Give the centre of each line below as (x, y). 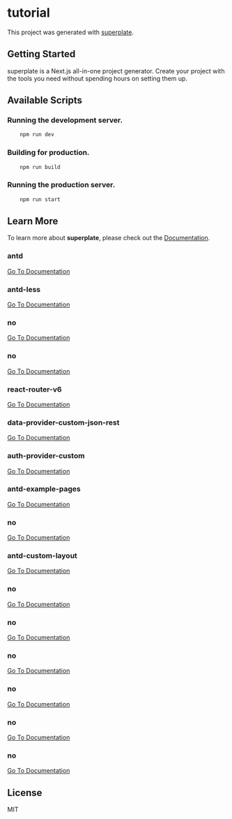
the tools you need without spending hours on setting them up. (98, 78)
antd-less (24, 289)
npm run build (40, 167)
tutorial (29, 13)
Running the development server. (65, 120)
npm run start (40, 199)
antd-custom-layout (42, 556)
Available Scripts (45, 100)
